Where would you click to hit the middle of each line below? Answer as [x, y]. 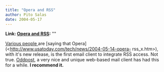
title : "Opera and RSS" [31, 10]
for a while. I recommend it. [34, 65]
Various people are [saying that [38, 44]
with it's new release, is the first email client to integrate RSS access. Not [82, 54]
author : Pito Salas [26, 15]
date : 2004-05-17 [24, 19]
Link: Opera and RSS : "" [31, 34]
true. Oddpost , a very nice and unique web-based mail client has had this [82, 60]
